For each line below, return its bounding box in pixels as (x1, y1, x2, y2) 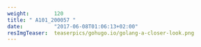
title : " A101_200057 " (7, 17, 77, 23)
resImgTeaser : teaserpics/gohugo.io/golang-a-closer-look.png (7, 29, 195, 37)
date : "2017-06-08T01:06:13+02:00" (7, 23, 138, 30)
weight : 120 (7, 10, 64, 17)
